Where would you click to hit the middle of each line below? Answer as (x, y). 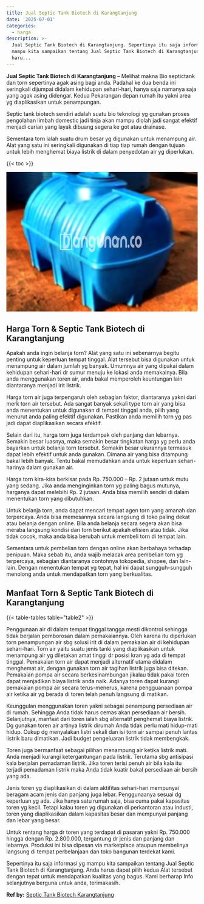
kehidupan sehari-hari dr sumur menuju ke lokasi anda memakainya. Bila (97, 373)
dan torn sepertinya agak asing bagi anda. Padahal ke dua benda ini (91, 82)
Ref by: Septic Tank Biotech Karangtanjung (60, 894)
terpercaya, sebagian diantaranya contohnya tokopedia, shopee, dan (93, 561)
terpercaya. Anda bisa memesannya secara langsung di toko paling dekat (98, 517)
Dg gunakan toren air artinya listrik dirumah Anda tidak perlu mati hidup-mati (102, 725)
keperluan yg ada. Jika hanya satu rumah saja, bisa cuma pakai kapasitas (98, 801)
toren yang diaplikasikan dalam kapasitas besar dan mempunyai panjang (97, 814)
